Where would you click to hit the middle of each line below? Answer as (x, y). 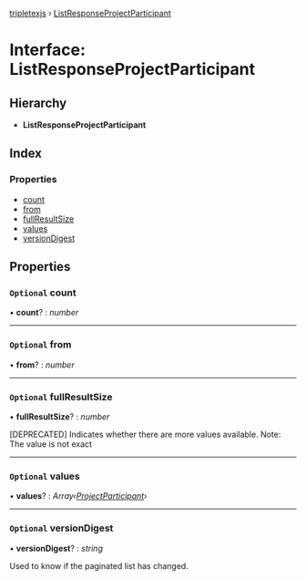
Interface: (48, 50)
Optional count (43, 293)
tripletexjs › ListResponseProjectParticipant (90, 13)
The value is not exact (51, 444)
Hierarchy (38, 103)
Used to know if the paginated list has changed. (99, 565)
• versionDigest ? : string (56, 548)
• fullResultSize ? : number (60, 416)
